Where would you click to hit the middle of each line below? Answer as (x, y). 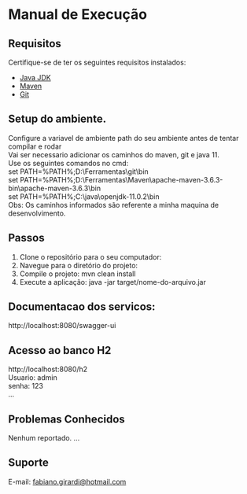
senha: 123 (26, 386)
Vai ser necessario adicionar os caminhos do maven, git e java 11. (114, 154)
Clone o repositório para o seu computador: (90, 256)
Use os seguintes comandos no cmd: (68, 163)
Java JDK (35, 77)
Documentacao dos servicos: (82, 307)
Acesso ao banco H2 (60, 350)
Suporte (28, 463)
